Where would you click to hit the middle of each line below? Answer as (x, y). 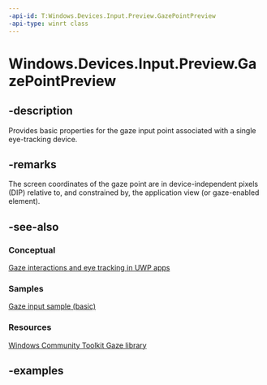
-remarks (32, 164)
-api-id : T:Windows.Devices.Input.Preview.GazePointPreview (112, 16)
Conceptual (32, 250)
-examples (36, 370)
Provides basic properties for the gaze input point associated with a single (133, 130)
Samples (26, 288)
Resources (30, 327)
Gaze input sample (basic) (52, 306)
